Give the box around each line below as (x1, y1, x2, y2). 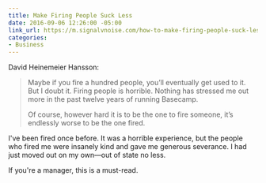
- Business (8, 41, 44, 49)
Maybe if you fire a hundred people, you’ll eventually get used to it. (27, 78, 246, 88)
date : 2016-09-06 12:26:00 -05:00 (8, 19, 123, 27)
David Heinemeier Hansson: (8, 62, 100, 72)
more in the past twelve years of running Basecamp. (27, 95, 199, 104)
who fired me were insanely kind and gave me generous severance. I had (8, 142, 247, 151)
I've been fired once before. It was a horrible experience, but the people (8, 133, 243, 143)
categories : (8, 33, 47, 42)
